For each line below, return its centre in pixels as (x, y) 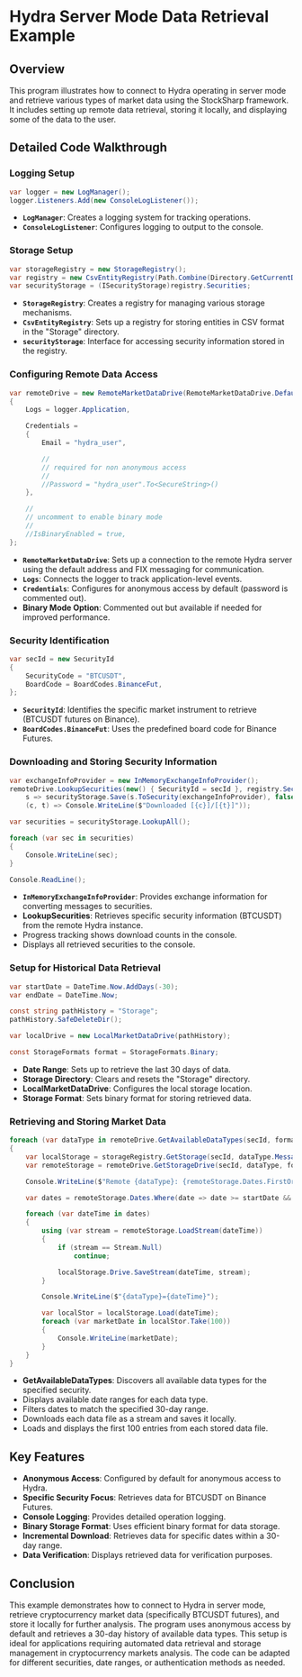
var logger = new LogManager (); (70, 192)
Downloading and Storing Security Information (113, 761)
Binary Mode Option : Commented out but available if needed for (142, 607)
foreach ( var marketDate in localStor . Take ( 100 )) (136, 1322)
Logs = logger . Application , (78, 410)
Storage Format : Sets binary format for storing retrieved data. (137, 1098)
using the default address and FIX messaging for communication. (143, 569)
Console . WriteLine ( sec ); (72, 855)
